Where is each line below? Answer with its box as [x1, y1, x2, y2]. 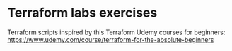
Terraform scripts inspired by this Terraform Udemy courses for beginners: [7, 28, 226, 36]
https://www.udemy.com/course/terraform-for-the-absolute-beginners [7, 35, 214, 43]
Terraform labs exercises [7, 5, 158, 21]
